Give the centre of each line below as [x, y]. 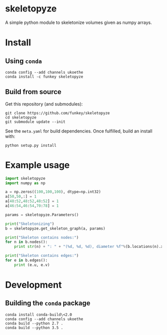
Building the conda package [48, 303]
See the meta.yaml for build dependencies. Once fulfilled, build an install [79, 131]
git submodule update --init [35, 122]
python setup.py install [31, 145]
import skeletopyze [25, 178]
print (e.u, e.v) [32, 265]
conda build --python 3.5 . [34, 328]
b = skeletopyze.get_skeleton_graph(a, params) [55, 228]
